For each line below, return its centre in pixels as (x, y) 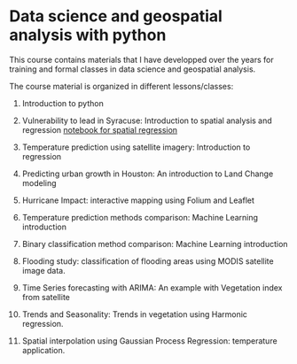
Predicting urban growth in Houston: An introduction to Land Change (148, 174)
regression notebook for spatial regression (100, 129)
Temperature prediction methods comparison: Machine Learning (140, 217)
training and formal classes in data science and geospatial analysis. (133, 69)
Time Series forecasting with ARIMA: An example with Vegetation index (152, 287)
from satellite (46, 297)
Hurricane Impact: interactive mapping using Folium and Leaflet (138, 200)
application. (43, 350)
